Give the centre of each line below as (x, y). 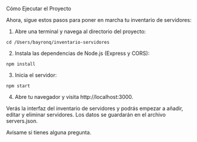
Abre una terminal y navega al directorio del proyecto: (80, 31)
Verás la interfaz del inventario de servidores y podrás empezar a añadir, (95, 108)
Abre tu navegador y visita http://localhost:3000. (74, 97)
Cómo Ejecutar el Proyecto (39, 9)
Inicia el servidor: (36, 75)
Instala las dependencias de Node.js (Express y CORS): (82, 53)
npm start (18, 86)
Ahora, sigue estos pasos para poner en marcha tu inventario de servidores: (99, 20)
